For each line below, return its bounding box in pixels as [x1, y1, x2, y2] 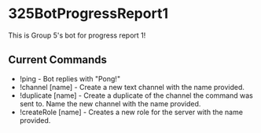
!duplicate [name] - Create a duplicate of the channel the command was [19, 91, 253, 100]
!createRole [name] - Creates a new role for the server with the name [19, 107, 244, 117]
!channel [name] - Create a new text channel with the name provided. [19, 82, 245, 92]
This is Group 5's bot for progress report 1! [8, 31, 146, 40]
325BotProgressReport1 [8, 5, 169, 23]
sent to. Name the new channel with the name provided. [19, 99, 201, 108]
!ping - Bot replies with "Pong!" [19, 74, 120, 83]
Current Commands [8, 53, 108, 66]
